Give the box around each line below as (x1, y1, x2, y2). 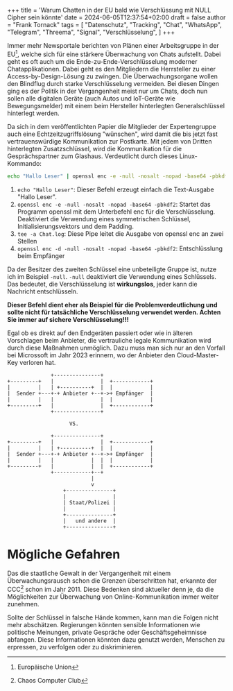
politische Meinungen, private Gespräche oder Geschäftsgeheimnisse (7, 628, 207, 637)
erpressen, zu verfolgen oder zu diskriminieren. (7, 643, 144, 651)
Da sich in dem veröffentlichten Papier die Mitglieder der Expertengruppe (7, 122, 216, 130)
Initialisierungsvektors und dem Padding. (17, 222, 134, 230)
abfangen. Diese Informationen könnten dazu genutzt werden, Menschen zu (7, 635, 225, 644)
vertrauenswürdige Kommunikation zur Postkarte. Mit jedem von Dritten (7, 137, 212, 145)
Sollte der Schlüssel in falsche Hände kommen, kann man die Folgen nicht (7, 613, 218, 622)
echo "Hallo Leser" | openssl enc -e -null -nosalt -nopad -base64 (7, 173, 207, 180)
